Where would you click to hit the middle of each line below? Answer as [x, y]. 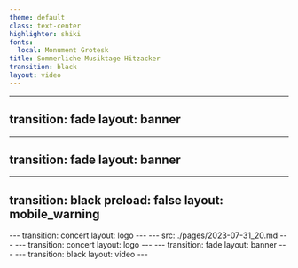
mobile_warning [55, 214]
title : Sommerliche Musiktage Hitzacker [85, 59]
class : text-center [45, 26]
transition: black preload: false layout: [117, 200]
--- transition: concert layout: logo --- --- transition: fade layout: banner [146, 245]
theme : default [37, 17]
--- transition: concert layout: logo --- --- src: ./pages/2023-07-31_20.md [144, 235]
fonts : [21, 42]
